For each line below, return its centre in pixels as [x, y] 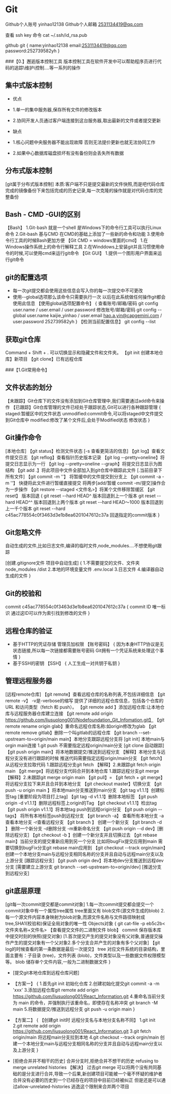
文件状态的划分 [29, 387]
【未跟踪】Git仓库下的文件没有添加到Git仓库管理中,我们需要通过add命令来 [83, 400]
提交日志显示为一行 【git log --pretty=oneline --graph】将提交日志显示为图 [84, 463]
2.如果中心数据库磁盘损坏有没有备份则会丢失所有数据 [68, 153]
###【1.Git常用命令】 [27, 370]
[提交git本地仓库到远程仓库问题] [46, 972]
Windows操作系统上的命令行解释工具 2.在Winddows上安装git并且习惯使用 [83, 247]
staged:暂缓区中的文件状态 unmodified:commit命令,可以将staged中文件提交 [84, 413]
